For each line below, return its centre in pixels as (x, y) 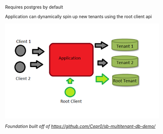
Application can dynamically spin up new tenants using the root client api (79, 16)
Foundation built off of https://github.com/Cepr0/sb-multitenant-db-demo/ (80, 126)
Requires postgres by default (34, 7)
